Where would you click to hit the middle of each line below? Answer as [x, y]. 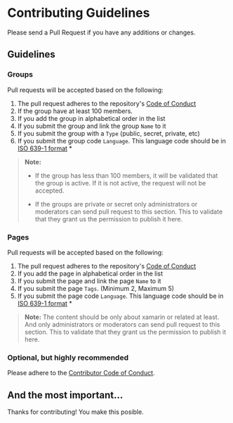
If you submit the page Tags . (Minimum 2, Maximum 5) [95, 288]
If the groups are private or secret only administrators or [116, 204]
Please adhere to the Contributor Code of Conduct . [81, 373]
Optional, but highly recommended [68, 358]
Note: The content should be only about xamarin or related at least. [122, 317]
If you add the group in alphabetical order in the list [91, 118]
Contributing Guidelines [79, 13]
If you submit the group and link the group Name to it [92, 126]
